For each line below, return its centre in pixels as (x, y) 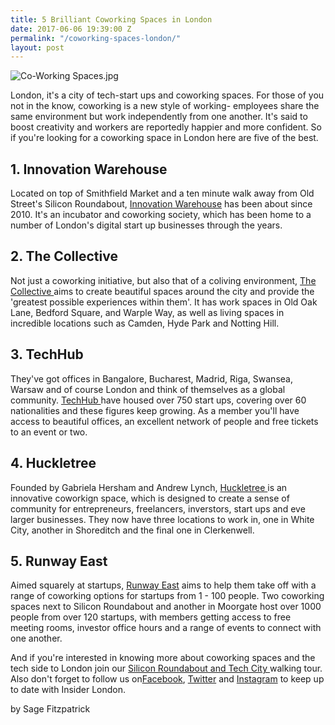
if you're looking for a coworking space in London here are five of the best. (164, 138)
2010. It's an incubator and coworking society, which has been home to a (161, 215)
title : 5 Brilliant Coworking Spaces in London (111, 19)
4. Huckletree (53, 463)
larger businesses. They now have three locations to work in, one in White (162, 519)
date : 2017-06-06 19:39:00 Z (71, 29)
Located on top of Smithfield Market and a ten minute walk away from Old (162, 193)
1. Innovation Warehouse (89, 169)
